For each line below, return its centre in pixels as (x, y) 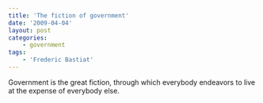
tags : (17, 52)
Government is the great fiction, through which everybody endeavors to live (132, 82)
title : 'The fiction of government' (69, 15)
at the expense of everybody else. (64, 90)
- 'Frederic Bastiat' (58, 60)
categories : (28, 38)
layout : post (30, 30)
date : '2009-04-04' (40, 23)
